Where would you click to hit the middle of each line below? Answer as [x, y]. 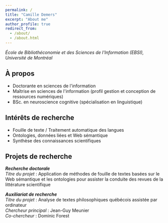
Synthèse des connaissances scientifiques [57, 141]
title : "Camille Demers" [31, 15]
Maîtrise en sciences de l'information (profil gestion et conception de [84, 91]
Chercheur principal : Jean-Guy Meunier [47, 210]
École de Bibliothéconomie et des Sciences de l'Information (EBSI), [75, 52]
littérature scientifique [28, 185]
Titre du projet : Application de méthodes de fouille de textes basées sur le [82, 174]
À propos [20, 74]
